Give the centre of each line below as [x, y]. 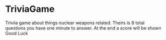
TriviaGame [30, 9]
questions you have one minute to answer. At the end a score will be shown [84, 28]
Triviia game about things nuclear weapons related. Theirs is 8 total [75, 23]
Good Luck [17, 33]
